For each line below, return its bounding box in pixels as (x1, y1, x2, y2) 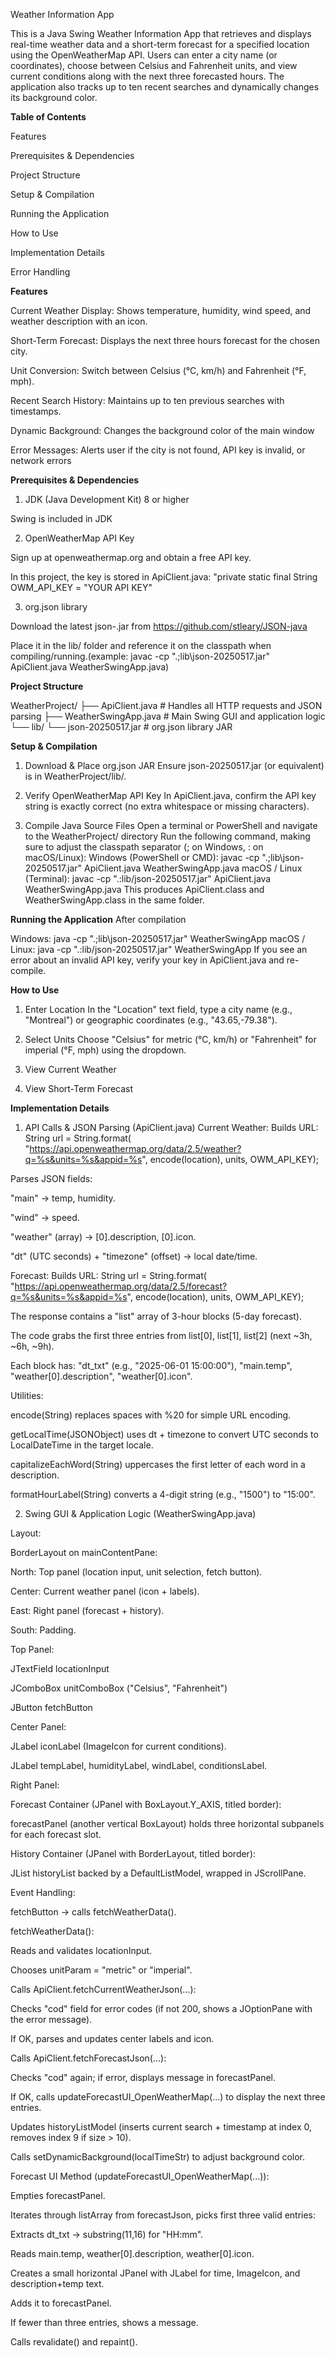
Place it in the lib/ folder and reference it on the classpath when (10, 640, 272, 651)
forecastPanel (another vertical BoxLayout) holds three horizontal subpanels (10, 1818, 325, 1829)
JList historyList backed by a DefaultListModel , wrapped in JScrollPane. (10, 1867, 307, 1879)
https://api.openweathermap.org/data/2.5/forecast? (14, 1280, 228, 1292)
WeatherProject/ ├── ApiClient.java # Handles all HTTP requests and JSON (10, 700, 323, 711)
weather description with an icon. (10, 315, 148, 327)
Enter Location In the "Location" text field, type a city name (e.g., (24, 1004, 293, 1015)
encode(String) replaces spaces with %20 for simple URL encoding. (10, 1409, 292, 1421)
